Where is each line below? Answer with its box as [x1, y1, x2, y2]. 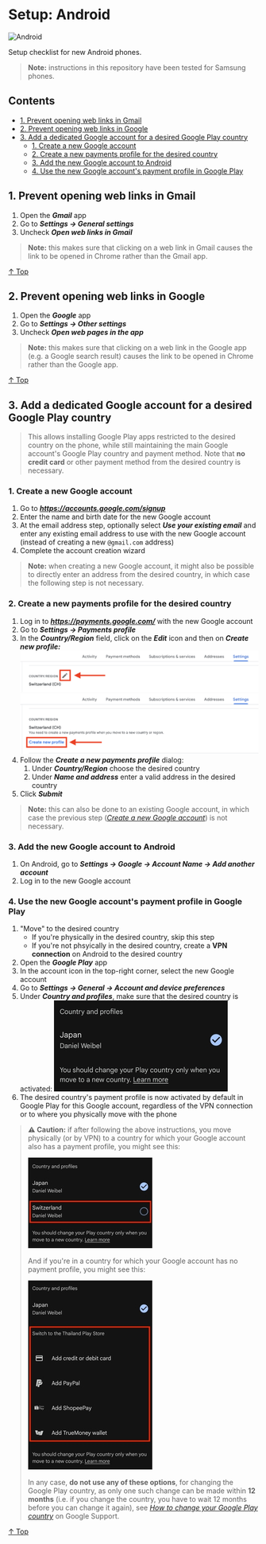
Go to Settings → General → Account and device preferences [19, 983, 226, 992]
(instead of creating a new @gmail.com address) [19, 537, 175, 547]
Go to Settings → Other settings [19, 319, 127, 329]
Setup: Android [8, 6, 111, 24]
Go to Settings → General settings [19, 219, 134, 228]
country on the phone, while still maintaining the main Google [27, 440, 229, 450]
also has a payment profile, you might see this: [27, 1142, 181, 1152]
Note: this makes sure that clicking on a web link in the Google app [27, 343, 248, 353]
